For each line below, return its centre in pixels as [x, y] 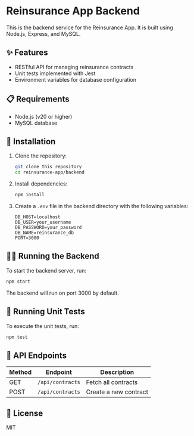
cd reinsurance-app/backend [49, 172]
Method [21, 372]
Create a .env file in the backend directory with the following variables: [101, 206]
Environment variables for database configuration [76, 79]
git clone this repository [48, 167]
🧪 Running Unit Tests [46, 312]
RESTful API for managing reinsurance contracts [74, 67]
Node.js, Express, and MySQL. [43, 33]
